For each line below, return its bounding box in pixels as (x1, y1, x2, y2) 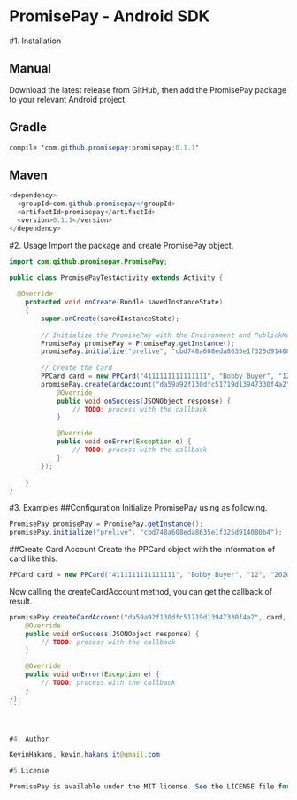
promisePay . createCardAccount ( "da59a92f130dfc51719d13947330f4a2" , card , (9, 612, 287, 621)
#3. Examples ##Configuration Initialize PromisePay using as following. (9, 503, 268, 513)
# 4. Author (9, 735, 49, 743)
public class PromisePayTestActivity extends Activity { (9, 273, 224, 282)
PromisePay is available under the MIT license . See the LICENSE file (9, 782, 275, 791)
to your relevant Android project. (9, 94, 128, 104)
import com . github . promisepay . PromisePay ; (9, 257, 168, 266)
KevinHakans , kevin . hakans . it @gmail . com (9, 750, 161, 759)
